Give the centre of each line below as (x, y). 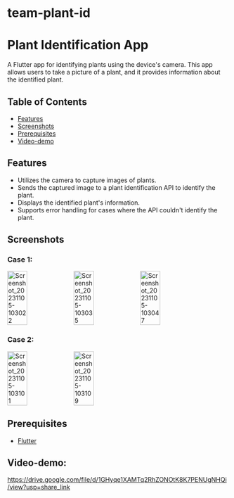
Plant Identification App (78, 45)
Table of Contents (47, 102)
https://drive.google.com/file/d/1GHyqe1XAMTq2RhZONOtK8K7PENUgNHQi (117, 480)
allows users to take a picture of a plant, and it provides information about (114, 72)
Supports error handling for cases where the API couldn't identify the (117, 210)
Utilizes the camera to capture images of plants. (87, 180)
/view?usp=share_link (39, 487)
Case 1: (20, 260)
